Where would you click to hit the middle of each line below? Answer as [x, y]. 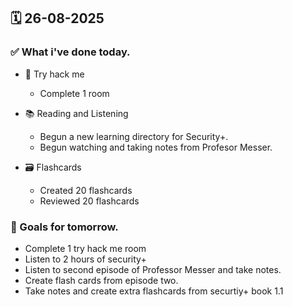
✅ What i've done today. [70, 52]
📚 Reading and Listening [76, 113]
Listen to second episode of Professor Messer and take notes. [153, 269]
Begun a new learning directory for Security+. [134, 136]
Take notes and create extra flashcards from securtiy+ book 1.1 [154, 291]
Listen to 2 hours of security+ [85, 259]
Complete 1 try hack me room [85, 248]
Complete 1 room [74, 93]
